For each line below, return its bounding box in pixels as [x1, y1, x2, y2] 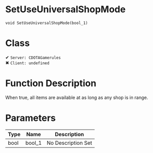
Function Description [5, 78, 97, 89]
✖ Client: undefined [5, 60, 50, 66]
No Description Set [47, 139, 93, 146]
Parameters [5, 112, 56, 123]
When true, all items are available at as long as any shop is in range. [5, 94, 148, 100]
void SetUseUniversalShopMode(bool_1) [5, 20, 88, 25]
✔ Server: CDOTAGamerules [5, 54, 61, 60]
